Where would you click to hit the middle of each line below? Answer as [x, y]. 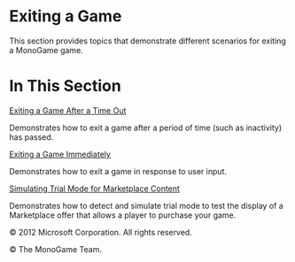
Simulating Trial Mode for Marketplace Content [94, 189]
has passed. [31, 137]
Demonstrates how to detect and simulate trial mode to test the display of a [146, 205]
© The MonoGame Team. [55, 249]
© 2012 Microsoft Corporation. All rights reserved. [101, 232]
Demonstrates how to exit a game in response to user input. [118, 171]
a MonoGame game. [47, 50]
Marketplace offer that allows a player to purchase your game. [123, 215]
